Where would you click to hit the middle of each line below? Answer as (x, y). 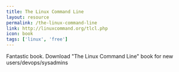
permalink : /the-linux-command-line (52, 23)
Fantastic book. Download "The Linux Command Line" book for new (90, 56)
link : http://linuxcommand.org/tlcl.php (57, 28)
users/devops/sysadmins (37, 62)
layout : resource (28, 17)
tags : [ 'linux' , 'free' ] (37, 39)
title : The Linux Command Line (45, 12)
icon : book (20, 34)
